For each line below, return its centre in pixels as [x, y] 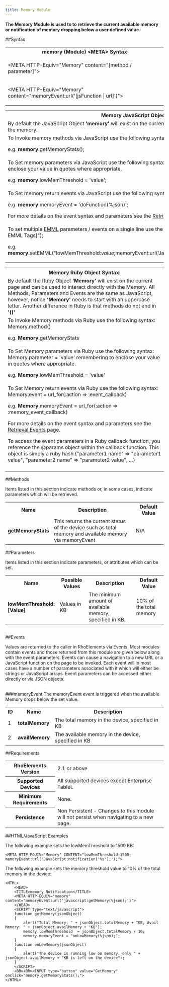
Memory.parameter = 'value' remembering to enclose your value [84, 357]
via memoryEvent [75, 540]
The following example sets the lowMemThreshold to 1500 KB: [70, 846]
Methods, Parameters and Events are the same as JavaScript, [80, 293]
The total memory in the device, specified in [106, 720]
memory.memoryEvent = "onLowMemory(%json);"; [72, 936]
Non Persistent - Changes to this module [106, 811]
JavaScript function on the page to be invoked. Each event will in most [78, 663]
